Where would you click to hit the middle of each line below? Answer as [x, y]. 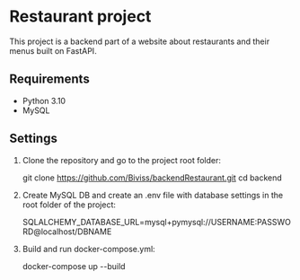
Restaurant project [80, 17]
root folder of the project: [69, 205]
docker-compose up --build [74, 266]
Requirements [49, 79]
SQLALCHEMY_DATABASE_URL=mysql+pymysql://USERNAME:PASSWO [157, 222]
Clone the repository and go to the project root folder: [122, 160]
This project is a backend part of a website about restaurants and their [140, 41]
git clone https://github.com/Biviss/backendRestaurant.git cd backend [152, 178]
